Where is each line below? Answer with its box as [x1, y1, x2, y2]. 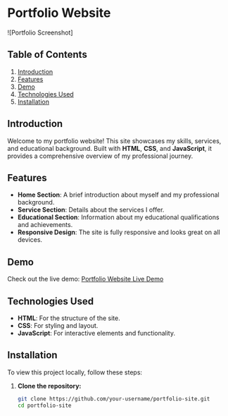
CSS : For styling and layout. [17, 322, 99, 329]
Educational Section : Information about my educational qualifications [17, 213, 220, 221]
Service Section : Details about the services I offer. [17, 206, 165, 214]
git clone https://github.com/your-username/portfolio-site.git [17, 395, 210, 403]
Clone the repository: [17, 381, 82, 390]
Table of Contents [7, 49, 88, 61]
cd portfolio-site [17, 402, 72, 409]
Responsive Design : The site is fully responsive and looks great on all [17, 228, 220, 237]
